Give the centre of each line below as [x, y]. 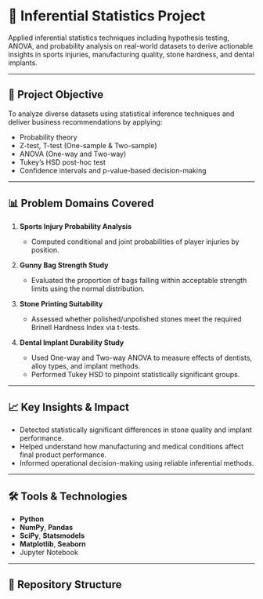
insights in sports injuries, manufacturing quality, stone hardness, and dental [131, 54]
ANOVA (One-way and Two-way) [73, 154]
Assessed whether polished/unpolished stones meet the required [136, 319]
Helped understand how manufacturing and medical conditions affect [131, 447]
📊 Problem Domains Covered [81, 203]
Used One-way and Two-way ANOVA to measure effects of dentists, [142, 358]
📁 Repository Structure [65, 584]
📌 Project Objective [56, 94]
